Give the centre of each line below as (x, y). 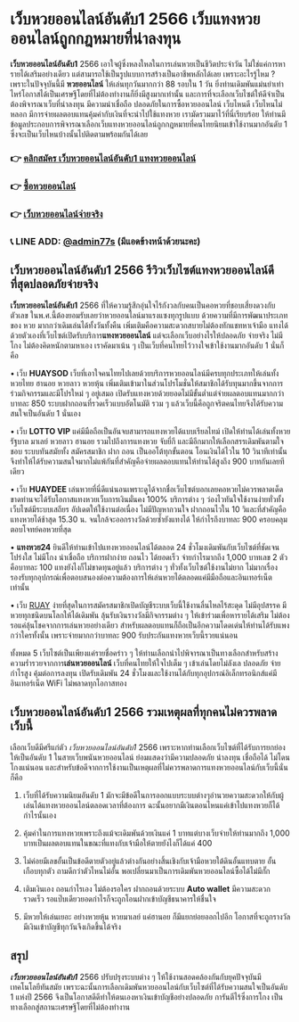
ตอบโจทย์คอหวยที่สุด (41, 530)
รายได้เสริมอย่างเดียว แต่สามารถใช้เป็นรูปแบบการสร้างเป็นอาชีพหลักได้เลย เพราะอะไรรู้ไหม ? (143, 74)
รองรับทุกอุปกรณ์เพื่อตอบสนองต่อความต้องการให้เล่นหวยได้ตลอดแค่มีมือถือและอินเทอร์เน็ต (141, 577)
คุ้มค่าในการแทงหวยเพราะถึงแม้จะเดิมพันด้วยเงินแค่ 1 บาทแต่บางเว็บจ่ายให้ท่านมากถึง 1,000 (156, 833)
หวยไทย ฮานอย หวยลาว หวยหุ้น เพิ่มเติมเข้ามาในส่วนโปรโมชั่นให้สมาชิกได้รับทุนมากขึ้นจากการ (147, 383)
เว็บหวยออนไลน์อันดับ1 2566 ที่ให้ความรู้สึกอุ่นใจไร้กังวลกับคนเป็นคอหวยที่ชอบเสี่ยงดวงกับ (143, 305)
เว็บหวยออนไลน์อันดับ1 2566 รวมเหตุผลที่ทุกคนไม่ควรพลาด (144, 712)
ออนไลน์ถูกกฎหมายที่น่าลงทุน (96, 39)
